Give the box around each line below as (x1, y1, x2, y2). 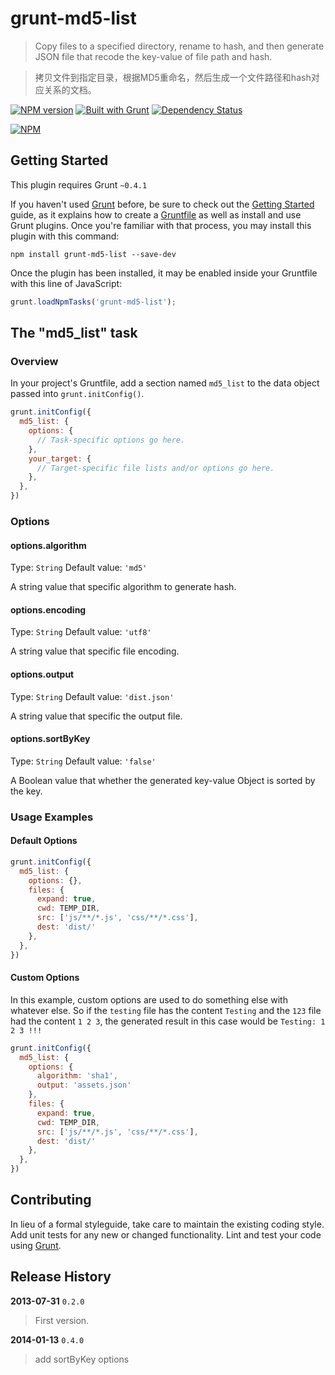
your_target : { (28, 453, 92, 464)
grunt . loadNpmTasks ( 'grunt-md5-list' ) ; (10, 297, 177, 307)
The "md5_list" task (10, 325, 138, 342)
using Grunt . (10, 1239, 62, 1251)
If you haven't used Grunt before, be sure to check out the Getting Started (10, 198, 315, 210)
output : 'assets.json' (36, 1080, 132, 1091)
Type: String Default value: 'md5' (10, 562, 148, 574)
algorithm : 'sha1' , (36, 1071, 118, 1081)
